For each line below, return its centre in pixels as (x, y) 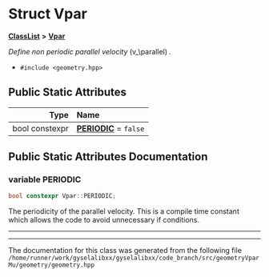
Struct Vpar (48, 14)
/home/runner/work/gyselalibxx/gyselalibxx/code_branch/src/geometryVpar (134, 258)
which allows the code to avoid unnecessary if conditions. (104, 220)
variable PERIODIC (45, 179)
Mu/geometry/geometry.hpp (51, 265)
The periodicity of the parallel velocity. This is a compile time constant (124, 211)
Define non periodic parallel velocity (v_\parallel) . (90, 51)
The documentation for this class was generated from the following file (125, 251)
